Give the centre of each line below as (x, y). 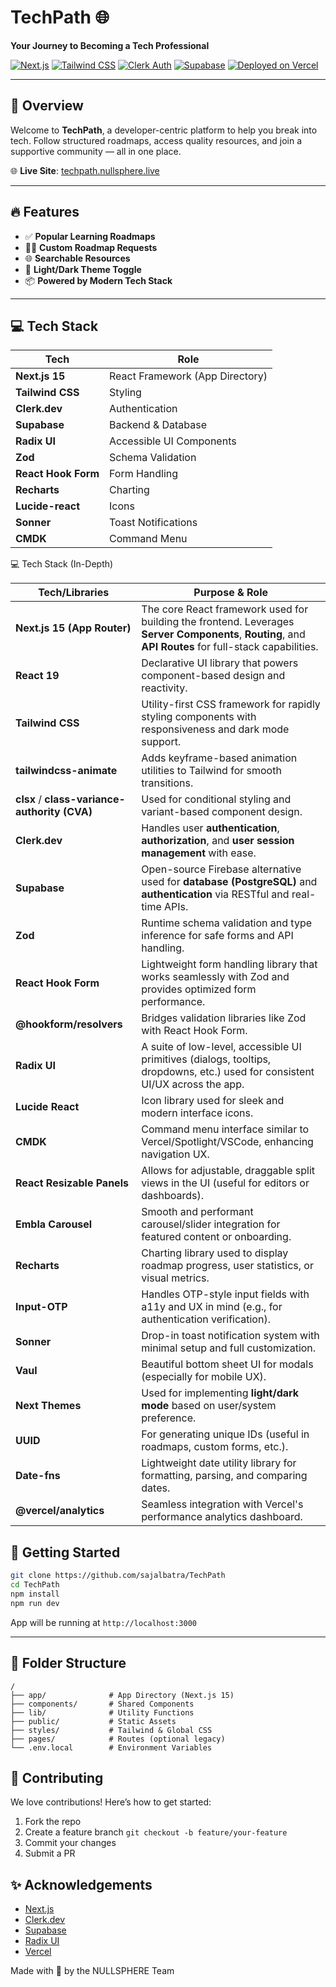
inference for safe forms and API (217, 936)
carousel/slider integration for (211, 1224)
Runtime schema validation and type (227, 923)
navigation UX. (175, 1154)
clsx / (29, 799)
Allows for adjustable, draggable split (228, 1171)
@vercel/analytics (60, 1511)
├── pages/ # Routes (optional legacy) (118, 1739)
